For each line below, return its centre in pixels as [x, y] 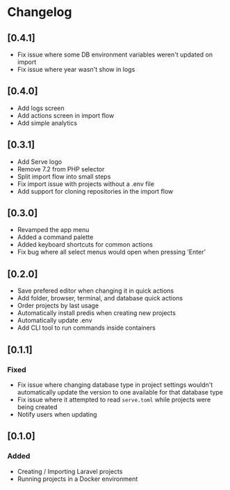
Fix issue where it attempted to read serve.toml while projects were [114, 399]
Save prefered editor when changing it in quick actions [96, 291]
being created [37, 407]
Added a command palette [55, 237]
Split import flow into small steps [64, 176]
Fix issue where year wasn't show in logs [76, 69]
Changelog [40, 12]
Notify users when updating [57, 414]
